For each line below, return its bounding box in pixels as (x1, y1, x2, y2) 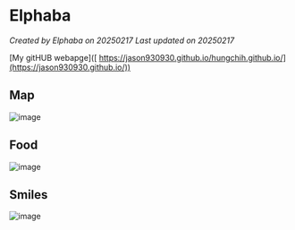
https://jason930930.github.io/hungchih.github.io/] (98, 52, 286, 63)
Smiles (9, 187, 48, 202)
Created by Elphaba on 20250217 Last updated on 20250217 (9, 35, 235, 46)
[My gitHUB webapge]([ (9, 52, 97, 63)
